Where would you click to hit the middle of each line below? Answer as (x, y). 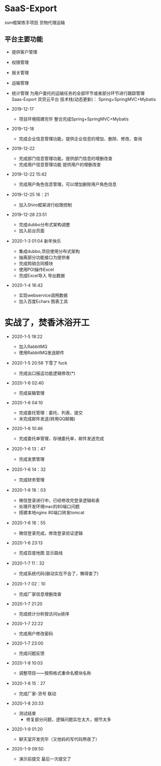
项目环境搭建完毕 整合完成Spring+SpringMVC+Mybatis (74, 119)
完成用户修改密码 (36, 633)
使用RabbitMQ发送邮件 (41, 352)
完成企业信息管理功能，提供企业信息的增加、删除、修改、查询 (80, 138)
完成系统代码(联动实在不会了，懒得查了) (59, 573)
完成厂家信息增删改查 (40, 594)
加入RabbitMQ (33, 346)
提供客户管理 (24, 52)
